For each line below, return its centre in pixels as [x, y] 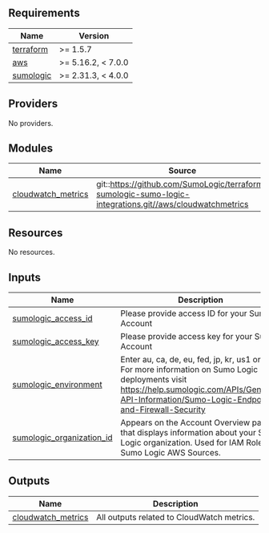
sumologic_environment [57, 385]
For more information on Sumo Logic [189, 369]
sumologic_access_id [53, 318]
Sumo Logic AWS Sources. [171, 453]
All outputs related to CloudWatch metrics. [175, 517]
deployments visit [154, 380]
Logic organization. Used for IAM [182, 442]
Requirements [44, 13]
